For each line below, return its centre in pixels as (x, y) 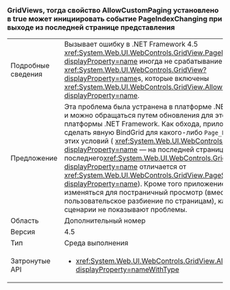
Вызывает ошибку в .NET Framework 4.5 (131, 45)
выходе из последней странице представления (91, 27)
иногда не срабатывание (181, 62)
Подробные (30, 66)
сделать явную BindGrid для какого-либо (133, 132)
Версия (23, 232)
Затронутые (31, 261)
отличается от (163, 167)
